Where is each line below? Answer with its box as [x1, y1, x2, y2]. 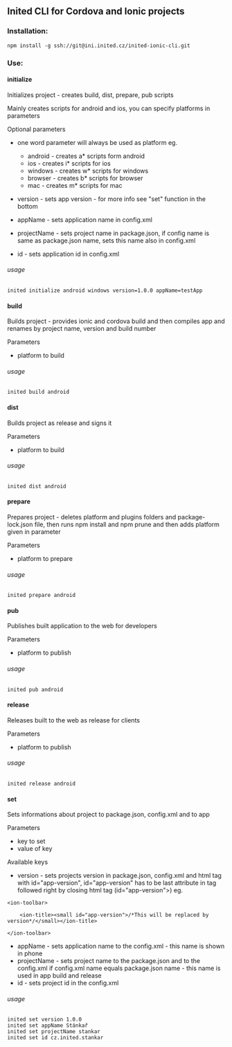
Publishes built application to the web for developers [7, 622, 157, 630]
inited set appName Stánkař [7, 1022, 89, 1029]
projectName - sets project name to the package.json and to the [17, 957, 201, 965]
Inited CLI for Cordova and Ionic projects [7, 6, 185, 17]
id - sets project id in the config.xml [17, 979, 119, 987]
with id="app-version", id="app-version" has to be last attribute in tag [17, 879, 217, 887]
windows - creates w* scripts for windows [27, 166, 149, 175]
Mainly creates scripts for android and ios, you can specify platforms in [7, 104, 211, 112]
